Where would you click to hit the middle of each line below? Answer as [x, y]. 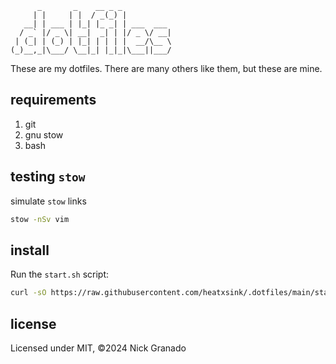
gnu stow [44, 134]
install [30, 250]
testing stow [48, 177]
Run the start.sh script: [60, 274]
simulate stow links [48, 201]
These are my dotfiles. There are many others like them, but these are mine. [166, 68]
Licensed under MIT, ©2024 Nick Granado [98, 348]
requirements [53, 100]
